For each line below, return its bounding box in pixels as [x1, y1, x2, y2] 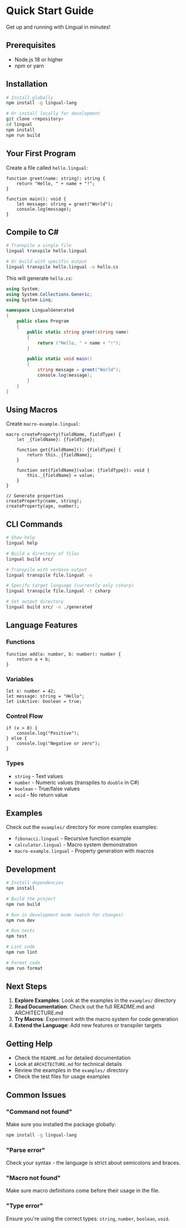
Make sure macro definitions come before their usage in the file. [6, 1187, 160, 1194]
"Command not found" [6, 1107, 72, 1116]
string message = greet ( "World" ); [37, 367, 121, 373]
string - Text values [14, 772, 64, 779]
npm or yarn [14, 62, 44, 69]
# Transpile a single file [6, 243, 72, 249]
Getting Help [6, 1038, 53, 1048]
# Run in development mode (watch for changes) [6, 911, 124, 918]
